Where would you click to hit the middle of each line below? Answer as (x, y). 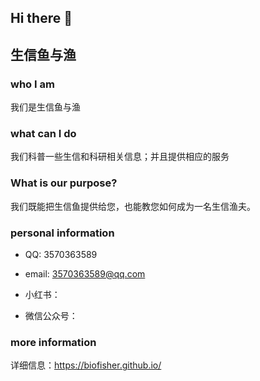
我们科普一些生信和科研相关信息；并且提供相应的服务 (120, 157)
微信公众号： (51, 315)
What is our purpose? (64, 183)
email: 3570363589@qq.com (85, 273)
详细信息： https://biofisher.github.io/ (86, 365)
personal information (62, 233)
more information (53, 342)
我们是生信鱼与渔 (45, 107)
